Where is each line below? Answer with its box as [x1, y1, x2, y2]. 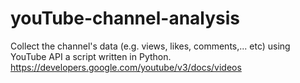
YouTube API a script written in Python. [10, 50, 172, 62]
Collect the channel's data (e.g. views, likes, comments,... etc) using [10, 40, 291, 52]
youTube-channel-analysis [10, 7, 241, 30]
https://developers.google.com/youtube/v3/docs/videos [10, 61, 242, 73]
